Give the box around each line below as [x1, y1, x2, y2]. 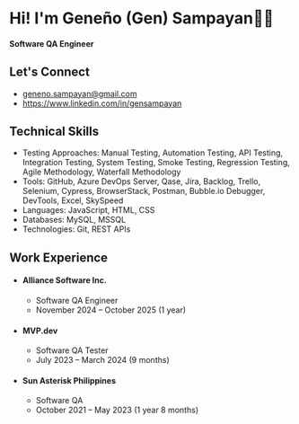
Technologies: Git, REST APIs [22, 224, 131, 234]
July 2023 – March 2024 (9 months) [35, 355, 170, 366]
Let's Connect [9, 65, 90, 80]
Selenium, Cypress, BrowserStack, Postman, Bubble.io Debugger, [22, 186, 266, 197]
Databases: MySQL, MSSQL [22, 215, 127, 225]
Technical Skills [9, 123, 100, 138]
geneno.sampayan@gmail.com [22, 88, 137, 99]
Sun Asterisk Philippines [22, 375, 117, 385]
